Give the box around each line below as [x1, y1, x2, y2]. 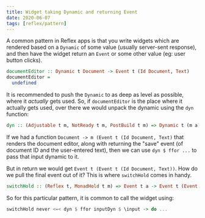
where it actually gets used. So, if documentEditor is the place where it [6, 97, 183, 105]
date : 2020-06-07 [6, 15, 51, 21]
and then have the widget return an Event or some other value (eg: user [6, 50, 186, 58]
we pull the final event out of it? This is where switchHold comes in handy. [6, 171, 192, 178]
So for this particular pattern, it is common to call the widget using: [6, 194, 174, 201]
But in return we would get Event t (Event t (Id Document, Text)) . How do [6, 165, 198, 172]
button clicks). [6, 56, 43, 64]
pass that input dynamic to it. [6, 152, 79, 160]
